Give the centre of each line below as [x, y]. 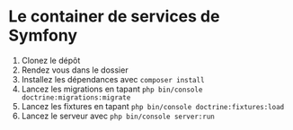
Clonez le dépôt [51, 60]
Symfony [43, 35]
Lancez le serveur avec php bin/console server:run [118, 116]
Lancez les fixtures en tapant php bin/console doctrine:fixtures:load [153, 106]
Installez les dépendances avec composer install [113, 79]
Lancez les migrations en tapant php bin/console [112, 89]
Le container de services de [114, 17]
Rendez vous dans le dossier [75, 70]
